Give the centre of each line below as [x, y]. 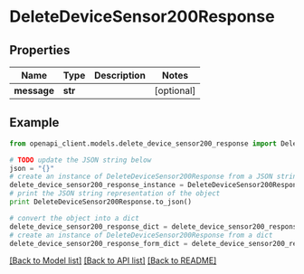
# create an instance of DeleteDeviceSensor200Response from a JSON [141, 177]
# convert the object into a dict [75, 218]
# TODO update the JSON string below [81, 160]
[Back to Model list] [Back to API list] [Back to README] [113, 260]
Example [34, 123]
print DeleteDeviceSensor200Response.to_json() [101, 202]
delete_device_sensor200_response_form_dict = [99, 243]
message [34, 90]
